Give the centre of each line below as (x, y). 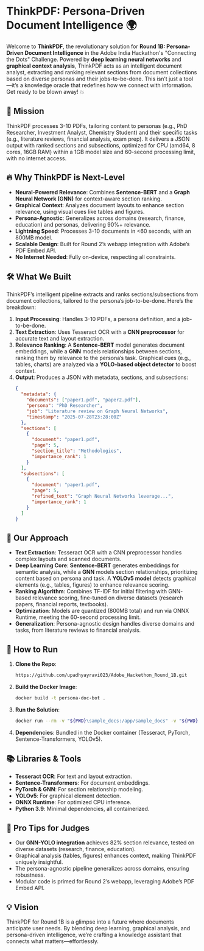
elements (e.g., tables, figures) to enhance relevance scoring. (92, 585)
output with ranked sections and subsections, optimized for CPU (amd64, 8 (101, 145)
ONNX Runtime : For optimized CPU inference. (73, 802)
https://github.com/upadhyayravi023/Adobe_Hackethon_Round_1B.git (101, 675)
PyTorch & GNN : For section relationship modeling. (79, 790)
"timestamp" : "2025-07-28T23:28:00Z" (74, 417)
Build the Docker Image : (46, 687)
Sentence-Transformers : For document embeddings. (83, 783)
